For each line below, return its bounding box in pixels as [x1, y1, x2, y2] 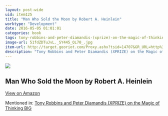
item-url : [5, 44, 26, 49]
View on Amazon [5, 90, 40, 96]
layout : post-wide [5, 7, 43, 12]
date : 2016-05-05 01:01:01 [5, 26, 61, 31]
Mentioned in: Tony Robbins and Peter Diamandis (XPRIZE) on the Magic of [5, 100, 160, 106]
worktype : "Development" [5, 21, 57, 26]
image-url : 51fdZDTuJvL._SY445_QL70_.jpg [5, 40, 93, 45]
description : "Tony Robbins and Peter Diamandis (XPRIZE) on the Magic [5, 49, 157, 54]
